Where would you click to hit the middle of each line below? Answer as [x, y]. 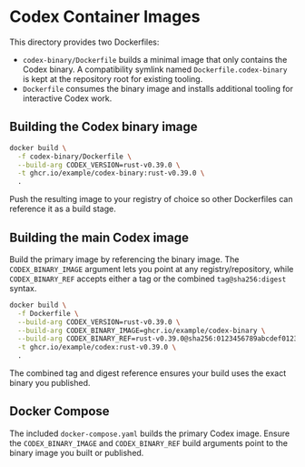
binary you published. [50, 383]
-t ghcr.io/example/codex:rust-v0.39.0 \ [97, 348]
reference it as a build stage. [63, 209]
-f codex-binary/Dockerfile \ [74, 157]
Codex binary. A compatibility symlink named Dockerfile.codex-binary [155, 69]
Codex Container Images [105, 17]
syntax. [23, 288]
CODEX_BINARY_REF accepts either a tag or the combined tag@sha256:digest [148, 279]
